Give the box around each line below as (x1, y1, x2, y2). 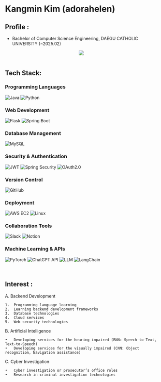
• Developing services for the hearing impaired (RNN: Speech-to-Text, (5, 337, 157, 342)
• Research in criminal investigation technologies (5, 372, 116, 377)
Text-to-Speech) (5, 341, 38, 347)
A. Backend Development (5, 293, 56, 299)
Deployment (5, 199, 35, 206)
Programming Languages (5, 83, 66, 90)
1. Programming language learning (5, 302, 77, 307)
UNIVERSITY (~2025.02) (12, 41, 61, 47)
